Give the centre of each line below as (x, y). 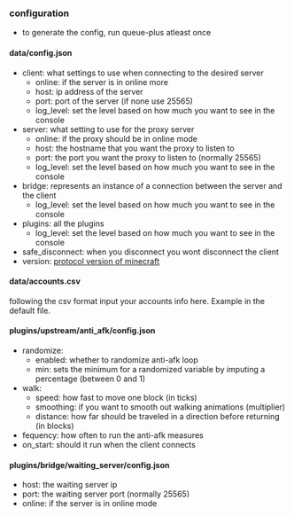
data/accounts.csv (45, 281)
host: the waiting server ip (70, 485)
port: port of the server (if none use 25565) (114, 101)
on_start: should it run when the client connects (109, 444)
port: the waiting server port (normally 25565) (106, 494)
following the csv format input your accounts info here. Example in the (137, 301)
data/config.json (41, 52)
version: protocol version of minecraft (91, 261)
